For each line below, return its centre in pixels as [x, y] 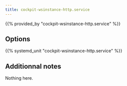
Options [18, 39]
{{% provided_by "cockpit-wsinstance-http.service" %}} [63, 24]
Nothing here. [19, 78]
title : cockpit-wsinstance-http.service [48, 10]
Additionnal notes [33, 66]
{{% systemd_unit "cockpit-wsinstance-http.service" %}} [64, 51]
